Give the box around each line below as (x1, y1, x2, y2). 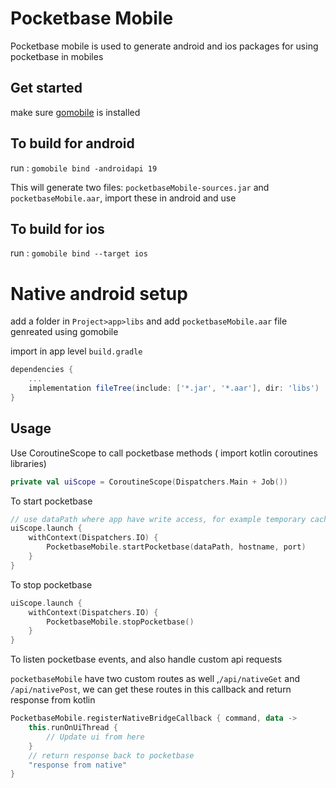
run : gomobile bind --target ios (10, 247, 148, 259)
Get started (10, 80, 83, 97)
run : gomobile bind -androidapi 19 (10, 162, 158, 174)
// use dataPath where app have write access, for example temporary (10, 514, 307, 524)
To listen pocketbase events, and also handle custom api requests (10, 653, 283, 666)
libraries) (10, 457, 47, 469)
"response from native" (28, 760, 128, 770)
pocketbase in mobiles (10, 50, 104, 62)
